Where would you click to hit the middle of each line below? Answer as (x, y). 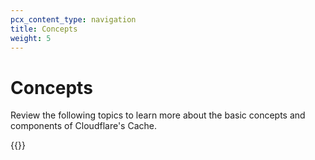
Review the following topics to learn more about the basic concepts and (158, 115)
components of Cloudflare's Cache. (83, 126)
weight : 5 (31, 38)
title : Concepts (44, 29)
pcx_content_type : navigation (73, 19)
